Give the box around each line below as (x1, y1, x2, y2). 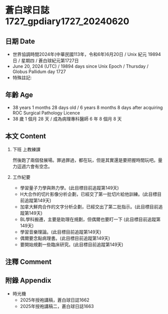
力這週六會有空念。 (12, 163, 53, 169)
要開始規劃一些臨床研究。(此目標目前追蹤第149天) (20, 241, 124, 247)
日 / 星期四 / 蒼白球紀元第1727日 (12, 57, 79, 64)
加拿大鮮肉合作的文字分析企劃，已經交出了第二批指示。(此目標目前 (20, 204, 158, 210)
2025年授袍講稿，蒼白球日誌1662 (20, 297, 90, 303)
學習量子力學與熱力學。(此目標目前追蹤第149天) (20, 184, 119, 191)
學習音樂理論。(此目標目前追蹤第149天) (20, 229, 102, 235)
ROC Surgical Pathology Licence (12, 109, 80, 116)
